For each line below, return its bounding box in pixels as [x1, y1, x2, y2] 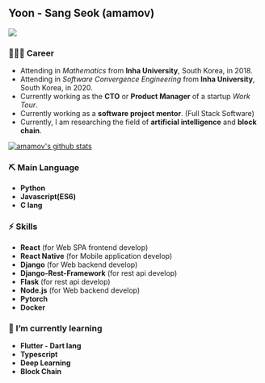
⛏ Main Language [8, 162, 80, 173]
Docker [19, 302, 46, 312]
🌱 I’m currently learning [8, 323, 103, 334]
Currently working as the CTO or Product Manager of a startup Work [19, 92, 250, 102]
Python [19, 183, 46, 193]
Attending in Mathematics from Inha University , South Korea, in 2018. [19, 66, 253, 76]
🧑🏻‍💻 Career [8, 48, 55, 59]
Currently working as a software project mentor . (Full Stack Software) [19, 109, 254, 119]
